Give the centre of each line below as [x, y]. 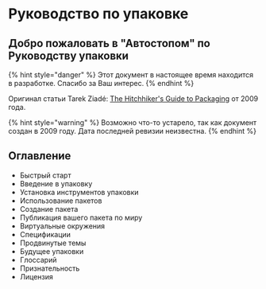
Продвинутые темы [53, 243]
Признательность [50, 268]
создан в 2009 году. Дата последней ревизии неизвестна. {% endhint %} [132, 131]
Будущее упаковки [52, 251]
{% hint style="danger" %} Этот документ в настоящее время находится [131, 75]
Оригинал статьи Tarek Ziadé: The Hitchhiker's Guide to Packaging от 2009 [133, 99]
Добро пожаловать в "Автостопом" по [109, 43]
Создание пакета [49, 209]
